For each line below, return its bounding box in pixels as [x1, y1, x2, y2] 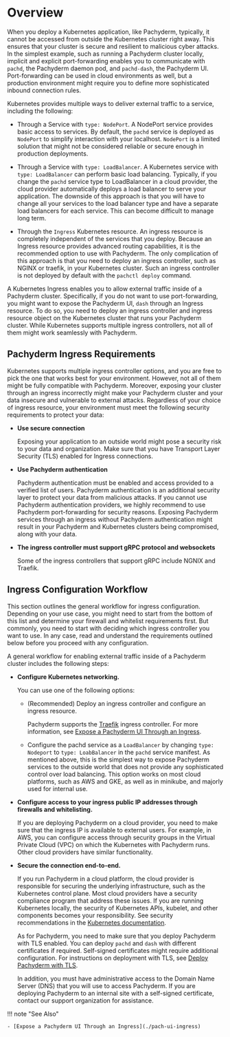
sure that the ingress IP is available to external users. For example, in [16, 826, 211, 834]
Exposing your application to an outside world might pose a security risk [16, 437, 222, 446]
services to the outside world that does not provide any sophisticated [27, 762, 224, 771]
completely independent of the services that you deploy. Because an [16, 234, 212, 242]
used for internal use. [27, 784, 88, 793]
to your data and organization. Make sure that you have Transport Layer [16, 444, 220, 452]
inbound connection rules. [7, 86, 81, 94]
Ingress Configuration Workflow [7, 584, 148, 596]
